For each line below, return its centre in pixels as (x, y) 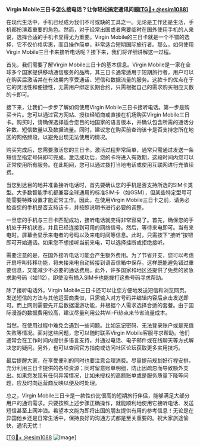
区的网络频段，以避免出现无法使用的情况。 (58, 137)
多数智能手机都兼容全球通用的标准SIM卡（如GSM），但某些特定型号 (104, 192)
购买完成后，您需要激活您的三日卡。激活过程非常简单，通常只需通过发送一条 (100, 150)
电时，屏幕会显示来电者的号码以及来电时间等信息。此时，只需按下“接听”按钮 (100, 235)
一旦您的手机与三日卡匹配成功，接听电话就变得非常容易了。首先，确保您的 (97, 220)
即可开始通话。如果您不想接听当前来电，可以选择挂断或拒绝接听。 (87, 242)
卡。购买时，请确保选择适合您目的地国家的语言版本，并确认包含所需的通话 (97, 122)
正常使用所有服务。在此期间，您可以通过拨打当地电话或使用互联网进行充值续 (100, 165)
